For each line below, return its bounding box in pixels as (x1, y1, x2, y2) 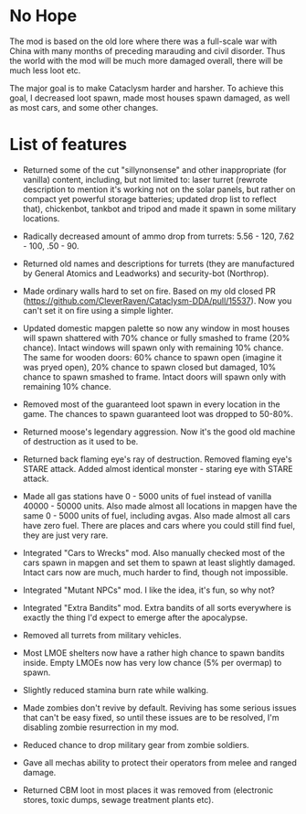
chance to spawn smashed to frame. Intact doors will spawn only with (22, 371, 286, 382)
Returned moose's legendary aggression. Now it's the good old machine (22, 426, 296, 437)
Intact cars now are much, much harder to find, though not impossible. (22, 566, 289, 577)
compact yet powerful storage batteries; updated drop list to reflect (22, 193, 277, 204)
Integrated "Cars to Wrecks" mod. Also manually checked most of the (22, 547, 286, 558)
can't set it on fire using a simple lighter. (22, 305, 174, 316)
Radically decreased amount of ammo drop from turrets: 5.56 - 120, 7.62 (22, 230, 295, 241)
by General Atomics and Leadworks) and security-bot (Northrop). (22, 267, 269, 279)
